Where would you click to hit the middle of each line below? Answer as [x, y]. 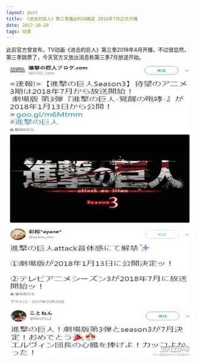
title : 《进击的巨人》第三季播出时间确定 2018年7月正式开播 [72, 19]
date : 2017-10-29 [28, 25]
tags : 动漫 [19, 32]
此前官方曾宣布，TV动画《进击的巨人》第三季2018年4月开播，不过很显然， [98, 50]
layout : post [22, 12]
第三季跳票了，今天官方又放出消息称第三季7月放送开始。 [75, 57]
